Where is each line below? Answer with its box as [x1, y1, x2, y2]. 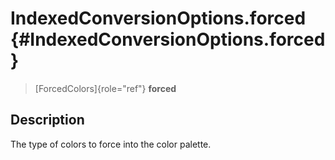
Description [10, 112, 85, 129]
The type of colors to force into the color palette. [10, 138, 212, 150]
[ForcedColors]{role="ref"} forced [34, 82, 177, 94]
